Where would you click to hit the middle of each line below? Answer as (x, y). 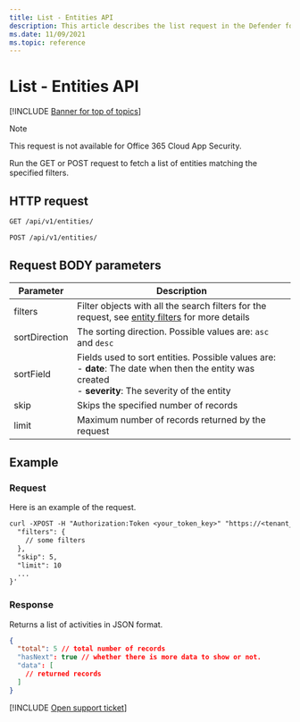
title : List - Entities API (62, 17)
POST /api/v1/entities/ (54, 238)
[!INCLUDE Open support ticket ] (68, 708)
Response (31, 605)
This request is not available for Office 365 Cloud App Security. (125, 146)
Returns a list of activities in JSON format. (86, 624)
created (93, 379)
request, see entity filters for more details (163, 316)
